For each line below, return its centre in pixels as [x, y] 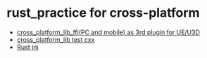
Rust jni [28, 47]
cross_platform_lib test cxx [56, 39]
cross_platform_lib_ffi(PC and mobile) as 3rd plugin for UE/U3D [108, 32]
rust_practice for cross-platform [103, 13]
